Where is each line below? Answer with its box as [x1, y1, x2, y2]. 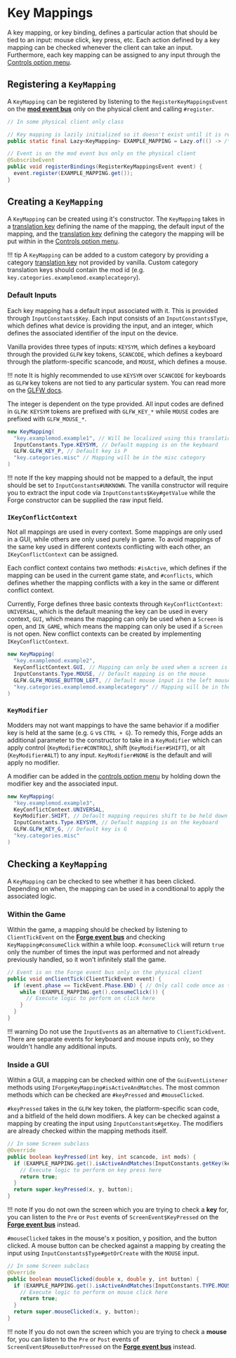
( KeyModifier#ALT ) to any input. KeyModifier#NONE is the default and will [7, 750, 212, 759]
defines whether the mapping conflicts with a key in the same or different [7, 579, 219, 587]
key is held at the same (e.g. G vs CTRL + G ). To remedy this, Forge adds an [7, 728, 223, 736]
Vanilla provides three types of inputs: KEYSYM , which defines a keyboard [7, 342, 216, 351]
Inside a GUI [7, 1060, 49, 1070]
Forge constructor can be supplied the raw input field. [7, 496, 164, 504]
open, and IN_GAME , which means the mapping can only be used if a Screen [7, 622, 223, 631]
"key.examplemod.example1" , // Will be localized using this [13, 435, 197, 442]
